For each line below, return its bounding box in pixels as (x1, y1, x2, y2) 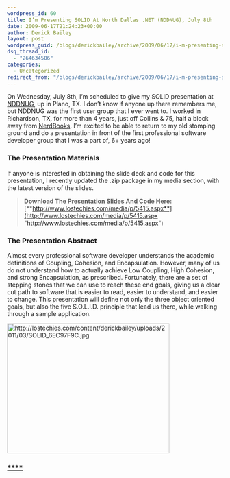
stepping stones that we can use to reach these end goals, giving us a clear (7, 280, 220, 289)
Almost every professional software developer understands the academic (7, 251, 214, 259)
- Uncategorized (13, 67, 60, 74)
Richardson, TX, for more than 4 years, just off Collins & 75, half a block (7, 115, 209, 123)
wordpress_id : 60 (7, 10, 57, 17)
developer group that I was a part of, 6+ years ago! (7, 136, 151, 145)
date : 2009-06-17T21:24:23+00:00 (7, 23, 103, 29)
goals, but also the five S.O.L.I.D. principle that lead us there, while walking (7, 302, 218, 311)
